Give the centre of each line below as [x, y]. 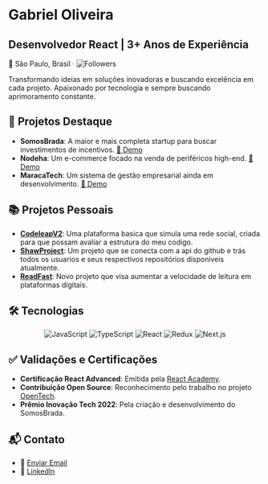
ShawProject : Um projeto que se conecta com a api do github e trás [133, 250]
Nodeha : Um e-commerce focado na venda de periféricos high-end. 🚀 [136, 158]
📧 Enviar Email [44, 463]
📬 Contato [37, 439]
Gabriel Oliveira [61, 15]
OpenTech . [38, 396]
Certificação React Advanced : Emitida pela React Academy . [120, 379]
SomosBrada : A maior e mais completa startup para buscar [118, 141]
